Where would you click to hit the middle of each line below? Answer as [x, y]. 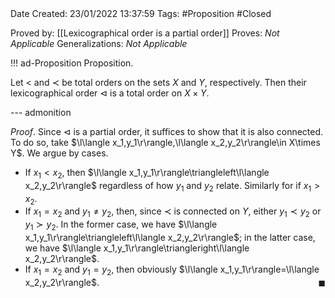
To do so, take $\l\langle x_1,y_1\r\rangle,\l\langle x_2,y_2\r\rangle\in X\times [165, 142]
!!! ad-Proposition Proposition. [72, 63]
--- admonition [41, 112]
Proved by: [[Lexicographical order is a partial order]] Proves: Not [145, 33]
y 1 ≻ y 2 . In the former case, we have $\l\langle [121, 225]
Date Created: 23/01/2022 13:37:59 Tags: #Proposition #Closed [141, 13]
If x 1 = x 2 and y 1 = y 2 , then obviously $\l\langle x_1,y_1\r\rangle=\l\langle [172, 270]
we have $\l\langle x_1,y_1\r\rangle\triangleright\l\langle [137, 248]
